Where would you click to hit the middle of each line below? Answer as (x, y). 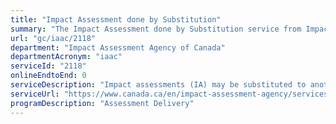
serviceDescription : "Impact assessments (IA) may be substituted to (158, 85)
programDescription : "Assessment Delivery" (102, 103)
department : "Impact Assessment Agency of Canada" (118, 47)
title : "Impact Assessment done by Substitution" (116, 19)
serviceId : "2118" (48, 66)
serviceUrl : (35, 94)
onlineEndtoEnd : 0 (48, 76)
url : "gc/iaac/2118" (53, 38)
